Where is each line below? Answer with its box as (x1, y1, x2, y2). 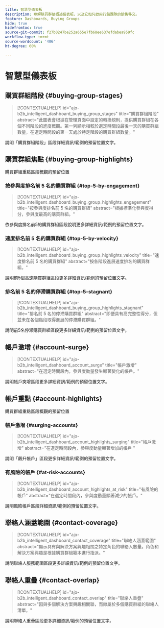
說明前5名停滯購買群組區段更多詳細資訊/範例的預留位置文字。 (5, 327, 130, 333)
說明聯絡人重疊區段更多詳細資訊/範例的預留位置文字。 (5, 618, 114, 624)
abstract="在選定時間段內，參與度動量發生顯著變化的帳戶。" (17, 368, 140, 374)
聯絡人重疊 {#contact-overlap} (5, 576, 100, 584)
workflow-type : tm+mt (5, 35, 49, 40)
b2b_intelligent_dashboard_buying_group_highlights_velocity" (17, 252, 141, 258)
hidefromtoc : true (5, 25, 43, 30)
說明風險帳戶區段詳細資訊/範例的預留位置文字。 (5, 503, 101, 508)
